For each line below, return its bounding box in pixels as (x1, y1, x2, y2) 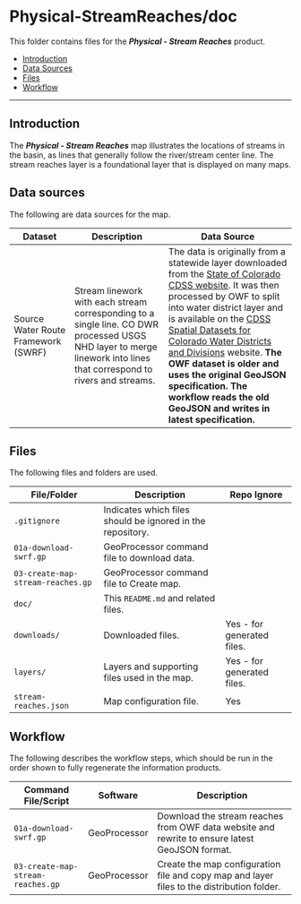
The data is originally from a (168, 245, 286, 257)
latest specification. (168, 413, 255, 426)
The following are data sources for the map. (9, 209, 171, 220)
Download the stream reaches (156, 810, 284, 822)
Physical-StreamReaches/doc (9, 6, 237, 27)
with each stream (74, 296, 148, 308)
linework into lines (74, 351, 150, 364)
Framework (13, 334, 62, 347)
